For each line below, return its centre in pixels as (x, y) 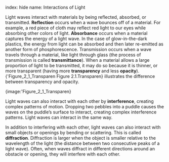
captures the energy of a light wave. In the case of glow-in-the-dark (76, 38)
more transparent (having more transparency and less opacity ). (72, 71)
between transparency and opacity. (42, 82)
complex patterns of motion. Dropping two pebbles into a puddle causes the (85, 107)
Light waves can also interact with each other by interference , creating (80, 101)
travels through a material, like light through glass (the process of (73, 55)
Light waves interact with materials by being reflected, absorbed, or (76, 17)
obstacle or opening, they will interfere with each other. (63, 154)
